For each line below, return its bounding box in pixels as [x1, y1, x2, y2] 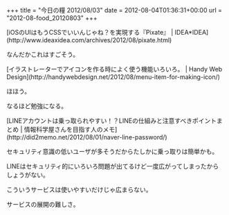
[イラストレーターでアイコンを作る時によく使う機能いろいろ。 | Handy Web [6, 65, 223, 73]
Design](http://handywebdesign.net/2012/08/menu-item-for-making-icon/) [6, 73, 221, 81]
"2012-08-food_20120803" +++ [6, 14, 98, 22]
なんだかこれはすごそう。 [6, 51, 80, 58]
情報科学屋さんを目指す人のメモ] [24, 126, 118, 133]
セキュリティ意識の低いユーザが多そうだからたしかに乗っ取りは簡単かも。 [6, 148, 219, 155]
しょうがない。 [6, 171, 49, 179]
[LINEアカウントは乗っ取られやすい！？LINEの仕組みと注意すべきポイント [6, 117, 217, 125]
